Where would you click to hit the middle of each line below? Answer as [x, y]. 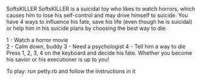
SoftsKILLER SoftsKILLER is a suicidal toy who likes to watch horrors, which [101, 9]
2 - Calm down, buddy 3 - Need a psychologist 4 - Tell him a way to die [96, 46]
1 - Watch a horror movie [37, 40]
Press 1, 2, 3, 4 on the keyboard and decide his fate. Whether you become [99, 53]
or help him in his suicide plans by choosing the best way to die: [87, 28]
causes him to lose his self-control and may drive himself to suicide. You [97, 15]
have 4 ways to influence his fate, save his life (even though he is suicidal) [100, 22]
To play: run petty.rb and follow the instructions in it [71, 71]
